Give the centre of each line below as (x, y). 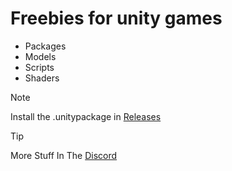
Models (40, 56)
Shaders (42, 78)
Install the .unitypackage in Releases (86, 116)
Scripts (39, 67)
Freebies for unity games (116, 18)
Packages (45, 46)
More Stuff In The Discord (64, 155)
